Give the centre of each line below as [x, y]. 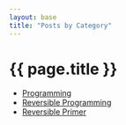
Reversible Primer [54, 112]
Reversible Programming [67, 103]
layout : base [33, 17]
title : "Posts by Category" [61, 26]
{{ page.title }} [63, 69]
